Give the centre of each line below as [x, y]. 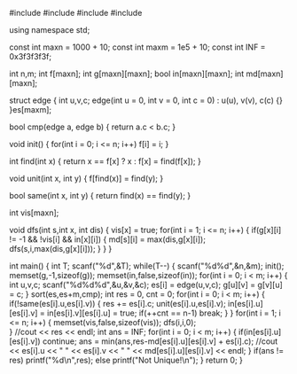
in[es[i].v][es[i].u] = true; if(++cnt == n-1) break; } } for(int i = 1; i [164, 313]
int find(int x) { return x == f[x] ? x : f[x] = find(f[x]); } [105, 161]
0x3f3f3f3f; [31, 56]
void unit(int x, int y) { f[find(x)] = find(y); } [86, 178]
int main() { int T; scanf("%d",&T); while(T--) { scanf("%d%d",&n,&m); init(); [147, 266]
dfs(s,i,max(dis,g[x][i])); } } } [61, 249]
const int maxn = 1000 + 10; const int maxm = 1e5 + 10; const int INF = [137, 47]
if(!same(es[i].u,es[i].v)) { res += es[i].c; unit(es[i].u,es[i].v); [117, 304]
